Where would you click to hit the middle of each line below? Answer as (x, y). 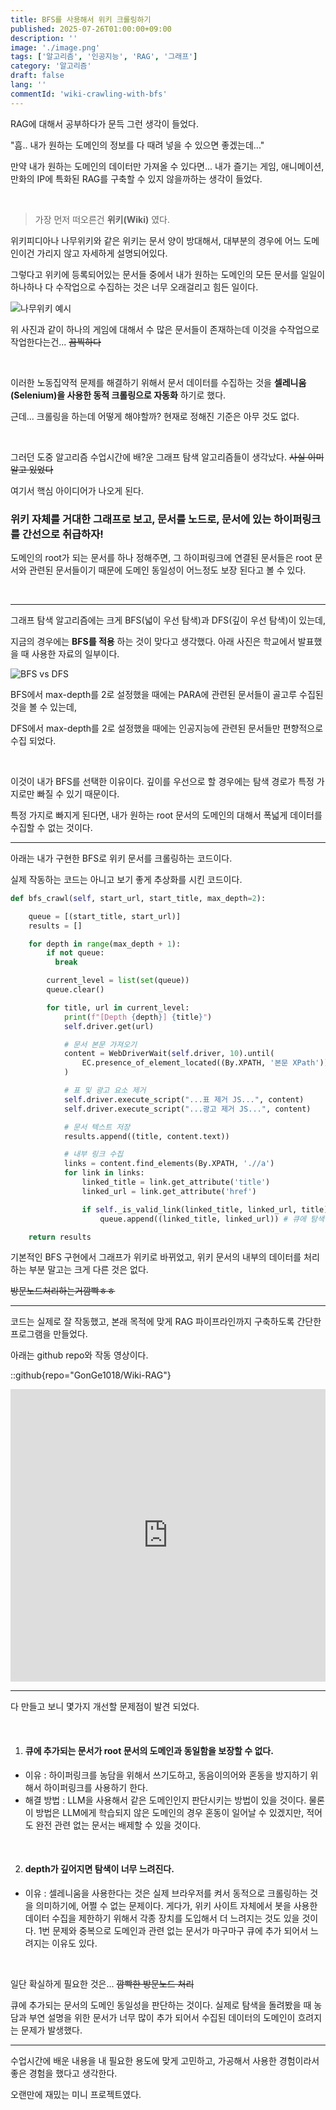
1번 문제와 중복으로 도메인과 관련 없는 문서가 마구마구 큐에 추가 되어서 (173, 1930)
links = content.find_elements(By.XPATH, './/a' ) (169, 1164)
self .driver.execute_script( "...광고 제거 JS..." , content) (187, 1109)
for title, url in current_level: (118, 1007)
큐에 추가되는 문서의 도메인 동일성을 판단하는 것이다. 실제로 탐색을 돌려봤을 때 (161, 2005)
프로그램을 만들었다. (49, 1334)
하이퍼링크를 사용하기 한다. (95, 1787)
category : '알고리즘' (51, 66)
